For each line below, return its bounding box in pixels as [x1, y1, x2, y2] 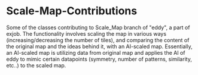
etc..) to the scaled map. [6, 61, 66, 69]
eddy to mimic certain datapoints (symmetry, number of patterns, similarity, [6, 55, 193, 62]
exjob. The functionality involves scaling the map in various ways [6, 30, 166, 37]
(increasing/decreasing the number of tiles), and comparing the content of [6, 36, 190, 43]
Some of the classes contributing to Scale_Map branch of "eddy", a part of [6, 24, 190, 31]
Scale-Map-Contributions [6, 4, 138, 18]
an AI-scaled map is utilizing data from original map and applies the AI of [6, 49, 185, 56]
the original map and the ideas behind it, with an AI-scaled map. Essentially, [6, 43, 193, 50]
